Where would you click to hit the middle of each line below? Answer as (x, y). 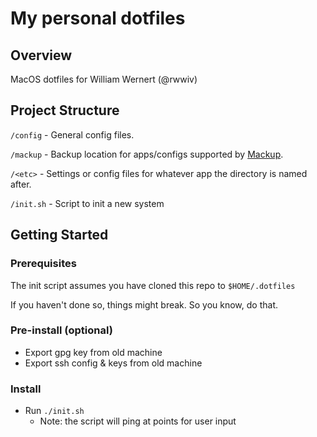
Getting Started (59, 235)
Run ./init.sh (54, 411)
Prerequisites (43, 264)
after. (21, 184)
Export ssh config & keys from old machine (113, 363)
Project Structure (65, 110)
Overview (41, 55)
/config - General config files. (72, 134)
